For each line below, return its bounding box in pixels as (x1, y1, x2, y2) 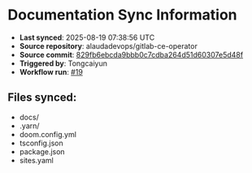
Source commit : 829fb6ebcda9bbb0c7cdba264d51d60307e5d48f (19, 50, 244, 59)
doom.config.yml (19, 129, 76, 139)
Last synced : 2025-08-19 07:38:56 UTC (19, 32, 155, 42)
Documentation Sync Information (7, 6, 237, 24)
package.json (19, 146, 66, 156)
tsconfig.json (19, 138, 63, 148)
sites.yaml (19, 155, 54, 165)
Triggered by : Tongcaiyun (19, 58, 107, 68)
